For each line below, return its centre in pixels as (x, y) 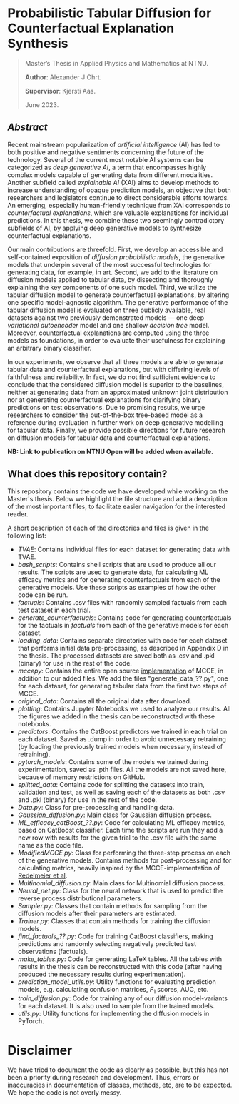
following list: (27, 535)
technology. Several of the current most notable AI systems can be (106, 159)
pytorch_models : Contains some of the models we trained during (113, 761)
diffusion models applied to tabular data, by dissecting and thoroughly (111, 279)
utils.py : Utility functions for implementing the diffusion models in (113, 1014)
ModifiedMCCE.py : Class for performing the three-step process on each (124, 853)
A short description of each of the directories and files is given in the (108, 528)
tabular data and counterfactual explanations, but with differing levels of (113, 369)
